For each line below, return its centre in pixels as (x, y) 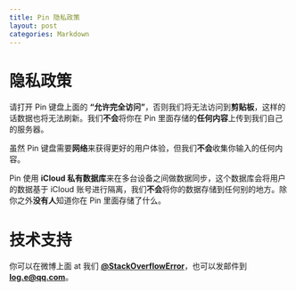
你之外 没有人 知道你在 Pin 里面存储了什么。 (88, 200)
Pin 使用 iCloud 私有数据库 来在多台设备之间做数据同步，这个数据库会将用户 (148, 178)
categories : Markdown (49, 34)
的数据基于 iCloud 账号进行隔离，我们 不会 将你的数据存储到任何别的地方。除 (148, 190)
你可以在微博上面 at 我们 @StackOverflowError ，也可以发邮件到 (128, 266)
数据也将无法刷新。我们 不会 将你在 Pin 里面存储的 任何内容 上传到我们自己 (150, 118)
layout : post (33, 26)
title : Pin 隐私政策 (45, 17)
